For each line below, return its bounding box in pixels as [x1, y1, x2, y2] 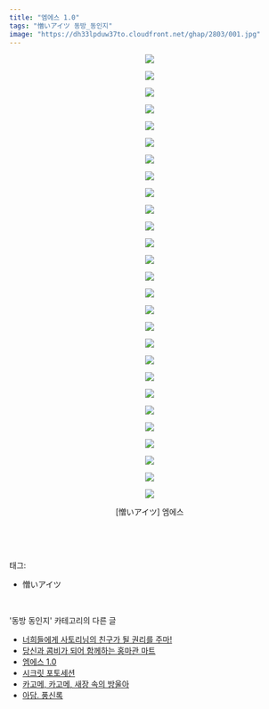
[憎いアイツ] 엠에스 [115, 507, 184, 517]
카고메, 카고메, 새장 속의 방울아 [21, 679, 130, 689]
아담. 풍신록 [21, 690, 64, 701]
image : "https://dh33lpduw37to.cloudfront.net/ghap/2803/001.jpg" [9, 29, 261, 38]
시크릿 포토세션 [21, 668, 76, 679]
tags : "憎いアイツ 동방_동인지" [9, 21, 113, 30]
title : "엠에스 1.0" [9, 12, 80, 22]
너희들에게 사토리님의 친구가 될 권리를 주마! [21, 634, 173, 645]
